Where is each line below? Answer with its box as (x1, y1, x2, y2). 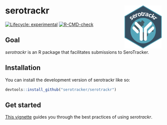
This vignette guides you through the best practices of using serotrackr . (5, 114, 153, 120)
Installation (5, 64, 41, 72)
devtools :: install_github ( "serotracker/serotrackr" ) (5, 87, 117, 92)
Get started (5, 101, 41, 109)
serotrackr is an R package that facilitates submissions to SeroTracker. (5, 49, 149, 55)
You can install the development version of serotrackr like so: (5, 77, 130, 83)
